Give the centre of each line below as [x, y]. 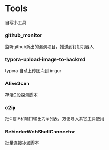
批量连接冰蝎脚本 [22, 143]
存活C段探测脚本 [21, 95]
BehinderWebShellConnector [40, 132]
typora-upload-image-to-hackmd [45, 60]
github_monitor [23, 35]
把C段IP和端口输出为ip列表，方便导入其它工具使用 [55, 119]
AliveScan [17, 83]
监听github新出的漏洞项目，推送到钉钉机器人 [49, 47]
